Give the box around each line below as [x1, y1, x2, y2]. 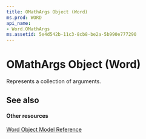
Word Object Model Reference [6, 126, 82, 133]
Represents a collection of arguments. [6, 78, 101, 85]
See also [6, 95, 39, 106]
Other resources [6, 112, 48, 120]
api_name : [6, 20, 32, 26]
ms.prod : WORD [6, 15, 42, 21]
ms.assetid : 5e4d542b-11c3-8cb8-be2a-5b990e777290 [6, 32, 137, 38]
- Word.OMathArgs [6, 25, 50, 32]
